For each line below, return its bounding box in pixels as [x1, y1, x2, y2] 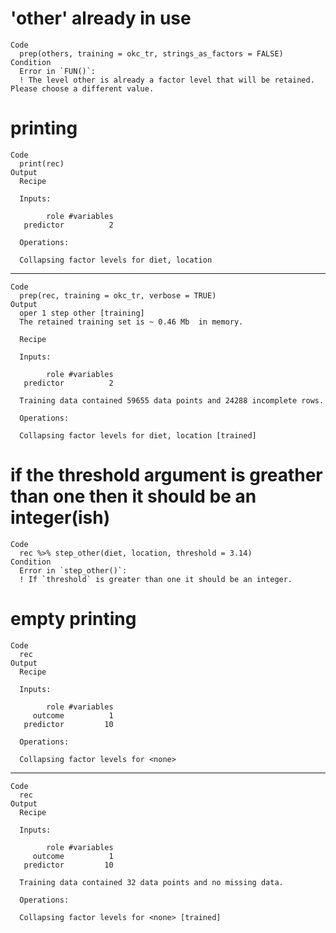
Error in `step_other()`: [19, 565, 128, 576]
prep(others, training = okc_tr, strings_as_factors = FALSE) [19, 48, 284, 59]
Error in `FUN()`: [19, 66, 97, 76]
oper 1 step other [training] [19, 308, 145, 318]
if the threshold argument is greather [10, 464, 323, 487]
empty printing [10, 608, 137, 630]
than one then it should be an [10, 485, 257, 508]
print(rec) [19, 158, 65, 169]
